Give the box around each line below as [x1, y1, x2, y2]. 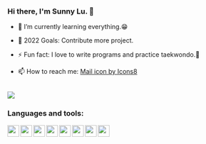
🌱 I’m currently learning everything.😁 [17, 23, 128, 31]
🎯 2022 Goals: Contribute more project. [17, 36, 134, 45]
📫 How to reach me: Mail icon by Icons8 [17, 67, 138, 76]
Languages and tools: [7, 109, 84, 118]
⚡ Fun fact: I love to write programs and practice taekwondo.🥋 [17, 50, 200, 59]
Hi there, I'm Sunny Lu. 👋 [7, 6, 94, 16]
